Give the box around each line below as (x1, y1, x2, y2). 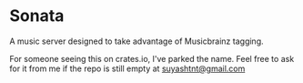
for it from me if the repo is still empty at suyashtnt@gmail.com (9, 63, 246, 74)
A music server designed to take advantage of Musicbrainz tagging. (9, 36, 264, 47)
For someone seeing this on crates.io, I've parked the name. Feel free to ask (9, 53, 295, 64)
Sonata (9, 5, 65, 26)
